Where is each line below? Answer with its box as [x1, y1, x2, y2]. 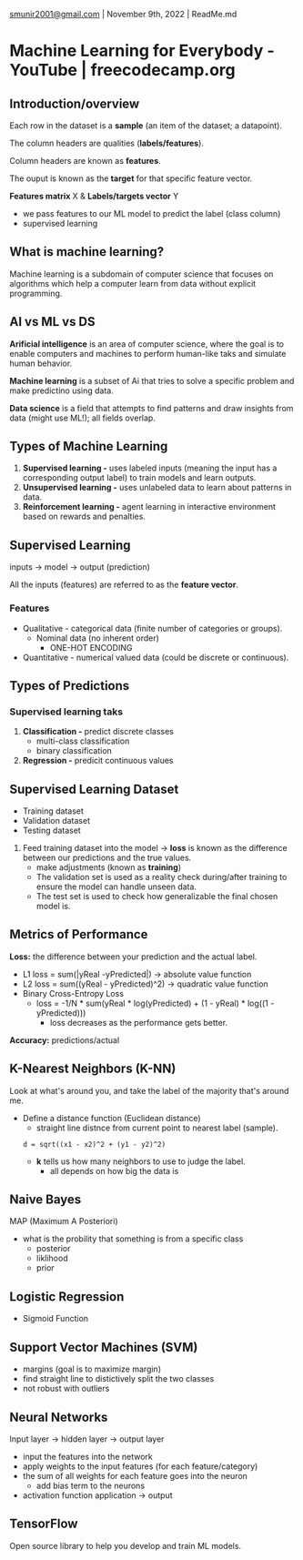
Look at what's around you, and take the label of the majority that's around [9, 1085, 289, 1096]
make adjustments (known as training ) [35, 862, 182, 873]
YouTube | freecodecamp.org [9, 60, 236, 81]
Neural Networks [9, 1409, 108, 1424]
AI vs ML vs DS [9, 314, 96, 329]
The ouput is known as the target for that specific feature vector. [9, 173, 253, 184]
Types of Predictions [9, 678, 130, 694]
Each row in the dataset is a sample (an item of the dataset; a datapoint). [9, 120, 282, 131]
